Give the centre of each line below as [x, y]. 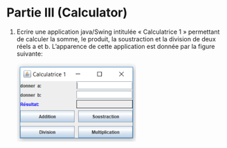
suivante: [29, 54]
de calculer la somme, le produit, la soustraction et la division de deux [116, 39]
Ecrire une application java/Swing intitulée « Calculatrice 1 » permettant [118, 32]
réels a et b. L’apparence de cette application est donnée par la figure [116, 46]
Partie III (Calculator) [67, 13]
